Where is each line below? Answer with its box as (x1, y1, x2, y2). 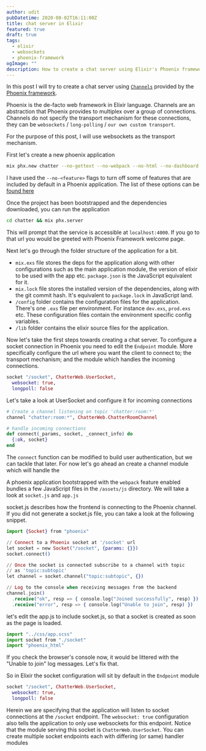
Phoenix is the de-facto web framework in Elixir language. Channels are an (6, 101, 195, 109)
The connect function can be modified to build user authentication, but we (6, 454, 193, 461)
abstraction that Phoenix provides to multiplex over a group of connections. (6, 108, 197, 115)
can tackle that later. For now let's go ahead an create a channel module (6, 460, 189, 467)
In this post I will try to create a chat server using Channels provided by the (6, 83, 194, 90)
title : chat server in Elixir (6, 20, 84, 26)
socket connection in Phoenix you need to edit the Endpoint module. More (6, 343, 193, 350)
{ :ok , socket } (12, 437, 48, 443)
